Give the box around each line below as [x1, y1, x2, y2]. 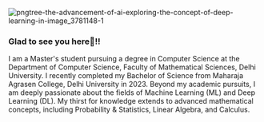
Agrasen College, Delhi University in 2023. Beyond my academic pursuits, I [8, 80, 256, 89]
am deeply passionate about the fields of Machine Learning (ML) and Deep [8, 88, 256, 97]
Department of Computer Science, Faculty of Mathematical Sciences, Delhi [8, 62, 256, 72]
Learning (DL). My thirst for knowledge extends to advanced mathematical [8, 96, 254, 106]
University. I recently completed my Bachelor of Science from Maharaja [8, 71, 244, 81]
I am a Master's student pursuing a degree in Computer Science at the [8, 54, 240, 64]
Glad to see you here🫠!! [8, 36, 102, 47]
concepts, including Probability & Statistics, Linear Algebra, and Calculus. [8, 104, 250, 115]
